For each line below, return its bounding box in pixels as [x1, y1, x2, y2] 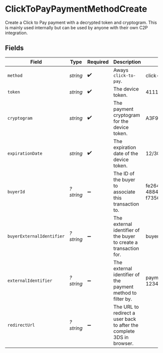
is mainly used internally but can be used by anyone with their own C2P [5, 24, 148, 30]
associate [113, 188, 136, 195]
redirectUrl [7, 322, 35, 328]
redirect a [113, 309, 135, 316]
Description [113, 58, 141, 65]
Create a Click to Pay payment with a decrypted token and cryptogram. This [5, 19, 157, 25]
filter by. [113, 296, 132, 302]
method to [113, 289, 137, 296]
